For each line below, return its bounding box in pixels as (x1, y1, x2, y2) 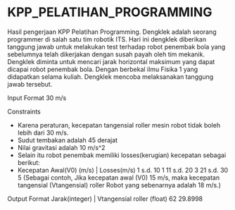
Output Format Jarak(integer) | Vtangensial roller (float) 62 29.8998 (7, 194, 203, 203)
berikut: (17, 158, 40, 166)
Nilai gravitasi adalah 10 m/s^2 (17, 143, 106, 152)
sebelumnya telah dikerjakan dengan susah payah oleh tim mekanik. (7, 50, 205, 58)
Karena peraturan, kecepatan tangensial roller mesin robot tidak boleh (17, 121, 220, 129)
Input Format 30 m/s (7, 93, 67, 102)
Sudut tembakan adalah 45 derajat (17, 135, 118, 144)
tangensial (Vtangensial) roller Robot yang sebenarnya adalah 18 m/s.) (17, 180, 222, 189)
